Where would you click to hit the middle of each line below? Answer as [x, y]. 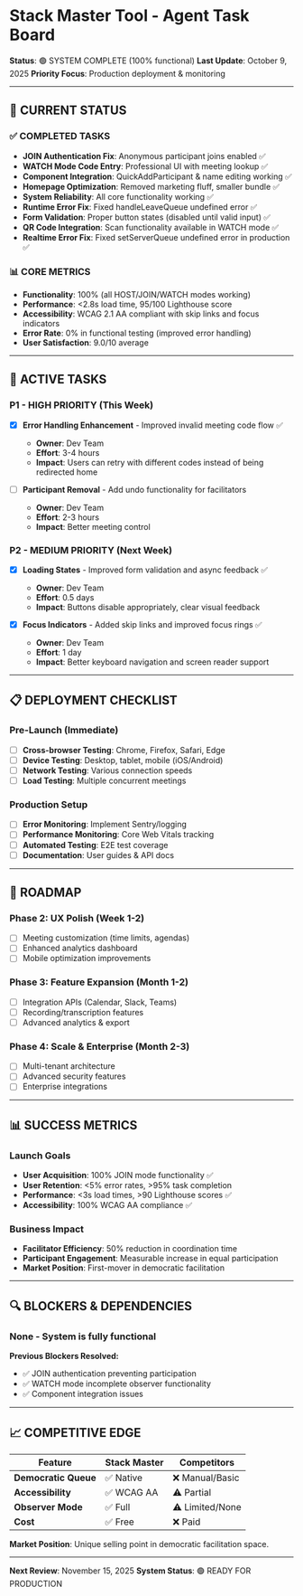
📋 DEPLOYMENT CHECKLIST [93, 700]
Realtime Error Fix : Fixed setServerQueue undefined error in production [156, 237]
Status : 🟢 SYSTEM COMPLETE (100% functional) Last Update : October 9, [148, 61]
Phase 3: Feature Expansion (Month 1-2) [99, 982]
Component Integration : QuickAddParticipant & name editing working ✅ [157, 176]
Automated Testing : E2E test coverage [95, 845]
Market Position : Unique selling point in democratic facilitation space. [139, 1544]
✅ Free [120, 1522]
